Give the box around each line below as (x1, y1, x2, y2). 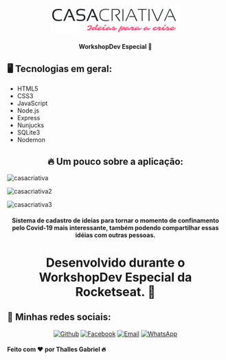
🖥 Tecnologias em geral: (7, 63, 112, 74)
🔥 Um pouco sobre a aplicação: (47, 155, 184, 167)
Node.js (16, 106, 40, 115)
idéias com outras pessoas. (75, 231, 156, 239)
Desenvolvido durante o (45, 255, 185, 270)
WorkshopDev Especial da (38, 270, 192, 285)
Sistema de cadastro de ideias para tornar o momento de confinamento (11, 216, 220, 225)
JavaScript (16, 99, 48, 108)
